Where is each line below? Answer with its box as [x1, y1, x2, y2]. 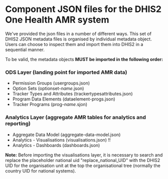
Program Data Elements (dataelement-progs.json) [12, 96, 115, 102]
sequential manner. [5, 46, 45, 52]
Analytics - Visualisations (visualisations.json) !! [12, 136, 111, 143]
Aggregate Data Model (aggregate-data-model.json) [12, 131, 121, 137]
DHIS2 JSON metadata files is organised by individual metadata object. [5, 36, 152, 42]
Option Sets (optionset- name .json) [12, 85, 84, 91]
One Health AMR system [5, 14, 109, 25]
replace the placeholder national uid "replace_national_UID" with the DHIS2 [5, 157, 160, 163]
